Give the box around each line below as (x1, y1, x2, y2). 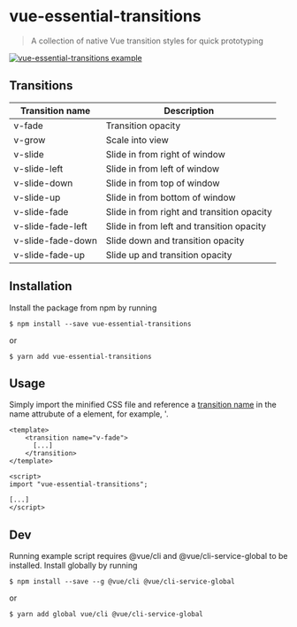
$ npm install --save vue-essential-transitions (9, 319, 192, 328)
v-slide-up (13, 191, 61, 203)
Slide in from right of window (105, 148, 225, 160)
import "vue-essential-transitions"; (9, 480, 148, 489)
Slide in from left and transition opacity (105, 219, 267, 232)
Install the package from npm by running (9, 302, 157, 313)
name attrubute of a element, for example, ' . (9, 409, 169, 419)
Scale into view (105, 134, 170, 146)
